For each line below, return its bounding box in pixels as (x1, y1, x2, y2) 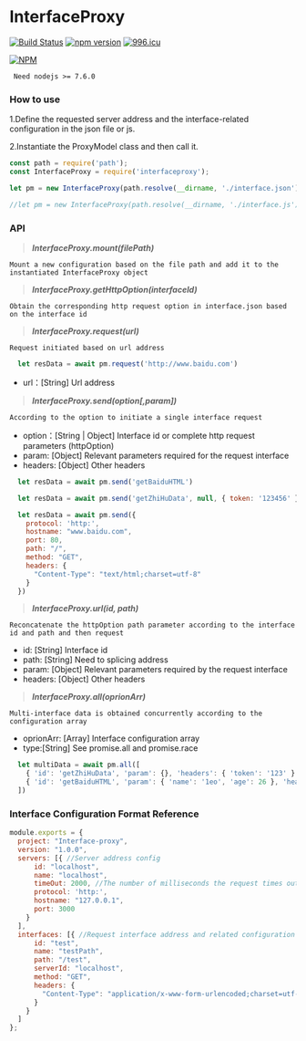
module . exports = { (9, 828, 84, 838)
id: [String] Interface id (22, 645, 108, 656)
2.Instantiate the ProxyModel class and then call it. (9, 141, 199, 152)
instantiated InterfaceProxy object (9, 268, 148, 277)
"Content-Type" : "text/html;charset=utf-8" (33, 569, 202, 578)
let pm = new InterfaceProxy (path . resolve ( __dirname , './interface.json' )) (9, 183, 303, 193)
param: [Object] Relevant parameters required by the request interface (22, 664, 289, 675)
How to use (9, 93, 61, 106)
